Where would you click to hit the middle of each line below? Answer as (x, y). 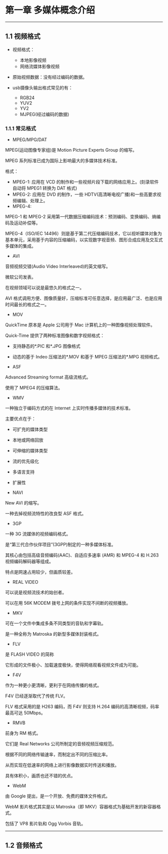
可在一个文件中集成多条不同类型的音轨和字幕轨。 (55, 623)
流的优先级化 (25, 462)
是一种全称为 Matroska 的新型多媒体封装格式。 (53, 634)
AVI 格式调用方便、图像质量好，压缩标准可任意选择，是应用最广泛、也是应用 (84, 298)
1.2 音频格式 (24, 846)
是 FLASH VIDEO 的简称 (29, 654)
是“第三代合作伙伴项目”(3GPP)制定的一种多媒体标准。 (60, 545)
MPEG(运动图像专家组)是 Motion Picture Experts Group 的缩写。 (71, 150)
